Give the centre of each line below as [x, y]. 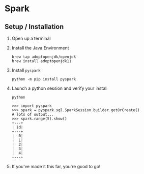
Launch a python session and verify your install [59, 88]
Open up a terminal [31, 38]
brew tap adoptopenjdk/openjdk [44, 57]
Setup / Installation [34, 27]
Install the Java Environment [40, 48]
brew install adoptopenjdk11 [42, 61]
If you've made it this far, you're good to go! [56, 166]
